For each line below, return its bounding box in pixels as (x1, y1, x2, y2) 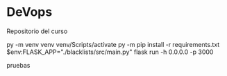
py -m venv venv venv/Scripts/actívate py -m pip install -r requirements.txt (6, 40, 220, 48)
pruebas (6, 61, 31, 69)
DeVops (6, 4, 53, 20)
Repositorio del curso (6, 27, 68, 35)
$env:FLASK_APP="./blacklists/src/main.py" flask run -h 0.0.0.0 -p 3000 (6, 48, 214, 56)
